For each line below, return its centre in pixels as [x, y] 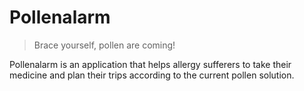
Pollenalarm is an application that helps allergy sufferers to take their [150, 64]
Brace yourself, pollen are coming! [104, 45]
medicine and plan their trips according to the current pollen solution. [152, 75]
